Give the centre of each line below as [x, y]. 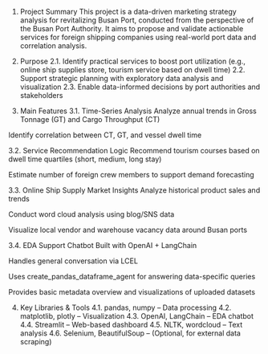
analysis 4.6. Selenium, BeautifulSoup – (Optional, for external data [130, 333]
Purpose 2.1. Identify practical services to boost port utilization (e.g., [133, 61]
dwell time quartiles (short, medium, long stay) [85, 159]
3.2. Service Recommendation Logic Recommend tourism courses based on [134, 151]
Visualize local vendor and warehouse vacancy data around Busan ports [128, 230]
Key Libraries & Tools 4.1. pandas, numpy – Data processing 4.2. [126, 307]
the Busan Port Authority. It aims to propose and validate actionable [132, 28]
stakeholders [41, 95]
